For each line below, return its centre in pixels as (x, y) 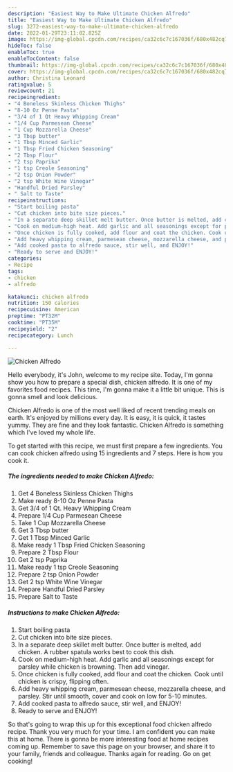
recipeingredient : (34, 98)
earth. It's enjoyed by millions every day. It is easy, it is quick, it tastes (107, 417)
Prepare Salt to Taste (48, 597)
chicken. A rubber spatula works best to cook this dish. (96, 652)
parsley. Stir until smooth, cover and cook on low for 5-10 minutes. (112, 696)
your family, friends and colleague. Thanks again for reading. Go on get (110, 754)
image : (17, 40)
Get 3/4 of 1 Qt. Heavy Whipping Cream (74, 508)
